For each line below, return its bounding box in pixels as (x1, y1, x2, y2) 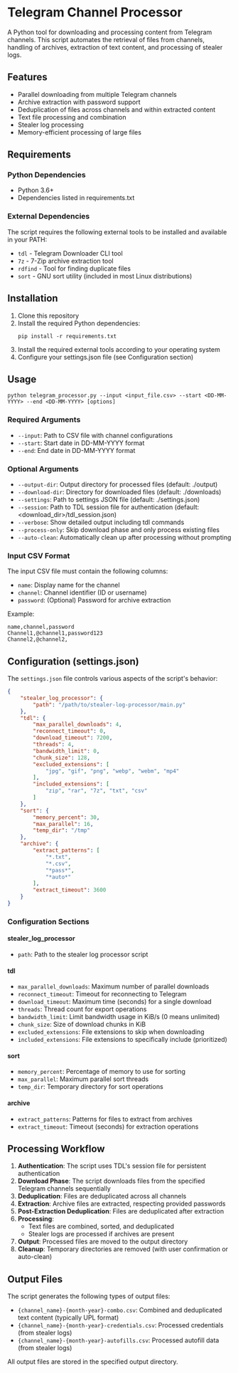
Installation (7, 293, 58, 305)
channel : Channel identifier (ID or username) (17, 588, 147, 597)
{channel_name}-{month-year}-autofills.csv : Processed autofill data (17, 1336, 220, 1345)
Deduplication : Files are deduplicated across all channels (17, 1192, 187, 1201)
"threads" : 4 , (33, 741, 75, 748)
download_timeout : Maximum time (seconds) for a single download (17, 998, 212, 1006)
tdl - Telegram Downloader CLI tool (17, 249, 123, 257)
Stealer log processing (17, 120, 84, 129)
